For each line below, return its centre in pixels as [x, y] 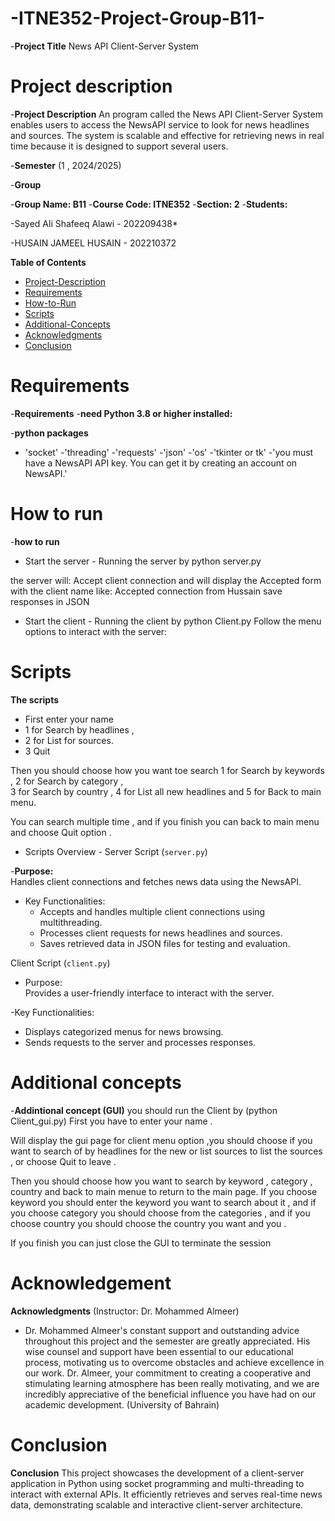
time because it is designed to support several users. [119, 146]
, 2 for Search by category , [67, 781]
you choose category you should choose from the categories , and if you [160, 1213]
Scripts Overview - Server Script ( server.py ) [116, 851]
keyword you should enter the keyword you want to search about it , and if [163, 1202]
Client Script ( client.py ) [60, 963]
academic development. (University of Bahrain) [122, 1404]
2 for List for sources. [69, 740]
